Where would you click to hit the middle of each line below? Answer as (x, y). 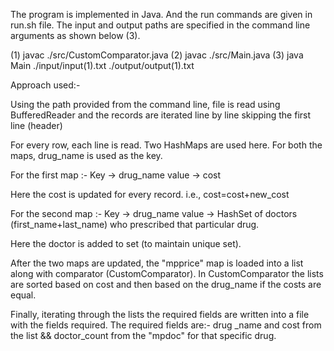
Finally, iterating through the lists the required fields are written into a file (160, 314)
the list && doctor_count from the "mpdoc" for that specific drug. (143, 335)
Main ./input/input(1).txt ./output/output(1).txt (102, 65)
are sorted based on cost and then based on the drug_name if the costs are (166, 284)
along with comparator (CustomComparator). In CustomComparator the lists (167, 273)
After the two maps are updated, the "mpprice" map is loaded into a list (157, 263)
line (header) (36, 125)
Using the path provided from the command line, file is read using (145, 104)
